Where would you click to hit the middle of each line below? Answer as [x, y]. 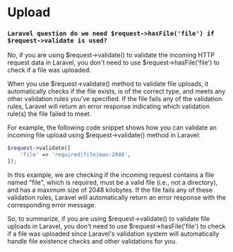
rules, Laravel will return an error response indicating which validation [109, 106]
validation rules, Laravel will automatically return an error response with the [117, 197]
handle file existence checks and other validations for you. [92, 241]
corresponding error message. [52, 205]
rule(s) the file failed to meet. [49, 114]
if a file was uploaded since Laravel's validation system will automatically [113, 234]
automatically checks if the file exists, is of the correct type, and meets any [116, 91]
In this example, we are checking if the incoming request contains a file [111, 175]
